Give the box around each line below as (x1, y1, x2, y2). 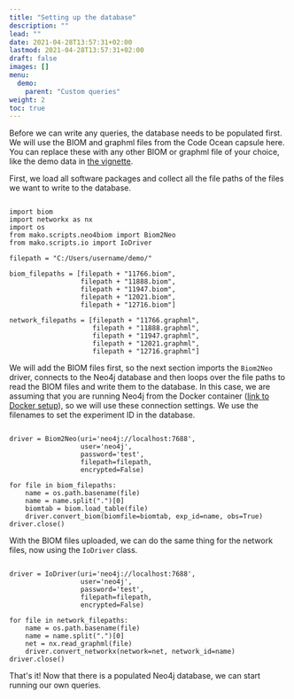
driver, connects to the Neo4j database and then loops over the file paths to (9, 372, 286, 383)
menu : (9, 71, 29, 80)
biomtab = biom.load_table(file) (25, 504, 149, 514)
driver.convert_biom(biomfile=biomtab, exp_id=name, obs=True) (25, 512, 264, 521)
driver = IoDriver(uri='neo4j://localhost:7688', (9, 570, 197, 579)
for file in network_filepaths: (9, 617, 128, 625)
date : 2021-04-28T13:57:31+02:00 (9, 37, 133, 47)
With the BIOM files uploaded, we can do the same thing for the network (9, 535, 273, 546)
